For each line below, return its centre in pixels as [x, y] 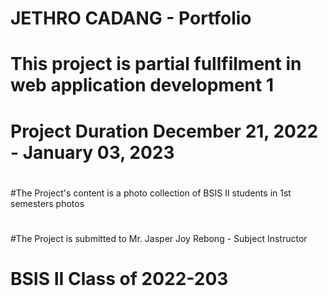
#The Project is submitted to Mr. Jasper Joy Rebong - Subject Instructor [159, 238]
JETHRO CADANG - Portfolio [131, 18]
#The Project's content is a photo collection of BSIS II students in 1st [151, 193]
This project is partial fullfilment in [156, 64]
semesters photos [47, 203]
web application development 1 [142, 85]
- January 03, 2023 [92, 152]
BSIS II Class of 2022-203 [119, 279]
